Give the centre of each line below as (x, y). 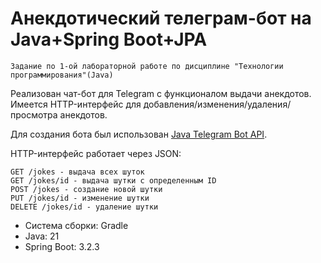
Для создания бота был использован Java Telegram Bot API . (139, 134)
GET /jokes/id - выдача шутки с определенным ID (113, 180)
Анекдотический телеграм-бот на (161, 18)
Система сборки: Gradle (76, 225)
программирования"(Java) (62, 75)
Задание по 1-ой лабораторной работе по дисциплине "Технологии (147, 66)
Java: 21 (42, 236)
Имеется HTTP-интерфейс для (76, 104)
